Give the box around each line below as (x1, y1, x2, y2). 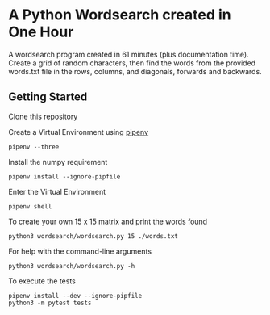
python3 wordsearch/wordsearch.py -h (8, 262, 135, 270)
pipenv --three (8, 143, 60, 151)
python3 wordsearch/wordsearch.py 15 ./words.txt (8, 232, 179, 240)
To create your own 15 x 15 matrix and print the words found (8, 216, 208, 226)
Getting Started (8, 90, 88, 104)
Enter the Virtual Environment (8, 187, 106, 196)
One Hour (8, 23, 74, 41)
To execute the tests (8, 276, 77, 286)
